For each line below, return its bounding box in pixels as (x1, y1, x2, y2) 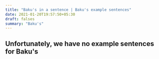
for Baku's (5, 47, 39, 56)
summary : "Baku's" (5, 21, 44, 26)
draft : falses (5, 16, 35, 21)
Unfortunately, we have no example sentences (5, 39, 154, 48)
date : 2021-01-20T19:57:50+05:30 (5, 12, 75, 17)
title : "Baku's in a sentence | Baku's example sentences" (5, 7, 132, 12)
